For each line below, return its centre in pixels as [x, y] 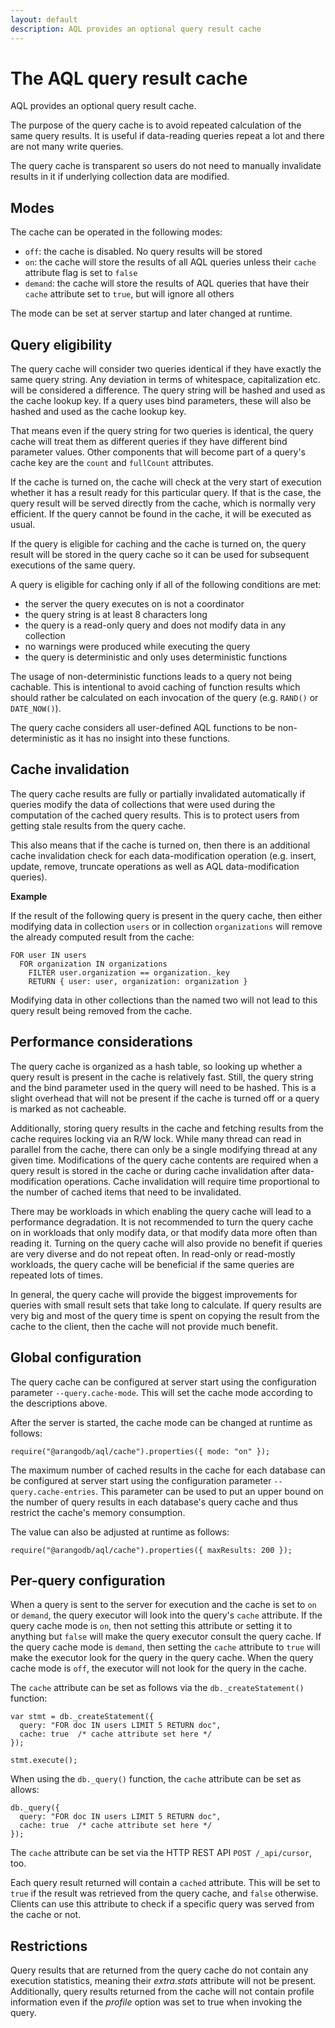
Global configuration [76, 1357]
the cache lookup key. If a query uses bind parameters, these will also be [161, 401]
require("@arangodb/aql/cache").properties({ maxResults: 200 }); [151, 1550]
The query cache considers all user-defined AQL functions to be [143, 728]
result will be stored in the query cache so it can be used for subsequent [160, 555]
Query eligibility [61, 344]
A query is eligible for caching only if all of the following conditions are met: [166, 585]
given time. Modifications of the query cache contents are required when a [164, 1160]
